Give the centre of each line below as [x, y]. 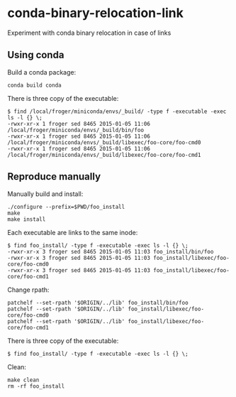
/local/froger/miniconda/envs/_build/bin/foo [75, 130]
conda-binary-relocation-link [96, 13]
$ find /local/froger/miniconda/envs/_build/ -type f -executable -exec [117, 112]
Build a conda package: [42, 72]
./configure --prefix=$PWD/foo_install [66, 207]
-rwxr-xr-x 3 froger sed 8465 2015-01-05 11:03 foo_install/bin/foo [111, 251]
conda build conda [34, 85]
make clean [23, 380]
